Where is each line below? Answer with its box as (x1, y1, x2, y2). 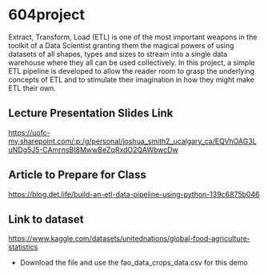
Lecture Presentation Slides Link (8, 107, 174, 120)
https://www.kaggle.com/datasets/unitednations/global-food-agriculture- (8, 234, 250, 244)
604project (8, 6, 86, 24)
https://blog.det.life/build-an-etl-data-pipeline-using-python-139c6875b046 (8, 189, 260, 199)
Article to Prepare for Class (8, 168, 146, 182)
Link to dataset (8, 212, 84, 226)
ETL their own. (8, 83, 56, 93)
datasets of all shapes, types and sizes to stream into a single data (8, 49, 228, 59)
